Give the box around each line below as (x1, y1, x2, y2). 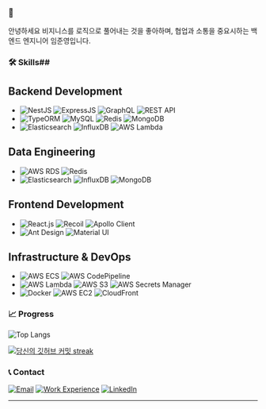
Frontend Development (8, 198, 124, 211)
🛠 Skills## (8, 57, 50, 68)
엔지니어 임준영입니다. (22, 36, 91, 46)
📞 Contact (8, 366, 45, 377)
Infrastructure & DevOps (8, 250, 131, 264)
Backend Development (8, 84, 123, 98)
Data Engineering (8, 145, 96, 159)
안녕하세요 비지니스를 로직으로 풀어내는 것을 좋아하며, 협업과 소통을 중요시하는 (8, 26, 249, 36)
